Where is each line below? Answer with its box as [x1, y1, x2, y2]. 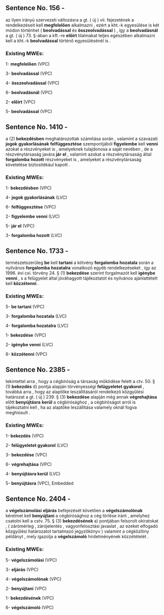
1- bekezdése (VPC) [5, 332, 47, 338]
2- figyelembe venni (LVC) [5, 213, 60, 219]
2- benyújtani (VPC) [5, 585, 47, 591]
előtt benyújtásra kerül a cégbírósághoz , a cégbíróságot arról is [5, 399, 136, 405]
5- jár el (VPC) [5, 223, 35, 229]
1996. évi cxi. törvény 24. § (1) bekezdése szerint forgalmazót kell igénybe [5, 270, 156, 276]
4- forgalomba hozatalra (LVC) [5, 323, 69, 329]
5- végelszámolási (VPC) [5, 557, 58, 563]
